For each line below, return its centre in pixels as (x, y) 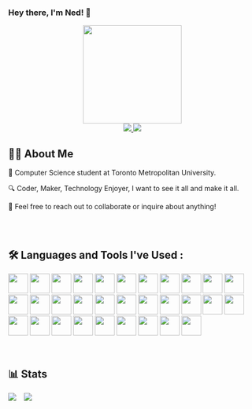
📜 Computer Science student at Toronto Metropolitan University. (112, 173)
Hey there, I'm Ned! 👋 (50, 13)
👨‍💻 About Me (41, 154)
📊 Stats (28, 374)
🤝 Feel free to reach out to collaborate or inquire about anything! (112, 207)
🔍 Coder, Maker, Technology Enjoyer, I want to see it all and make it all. (124, 189)
